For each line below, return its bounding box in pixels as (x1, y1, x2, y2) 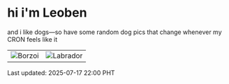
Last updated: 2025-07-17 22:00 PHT (7, 68, 115, 77)
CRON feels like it (7, 35, 58, 43)
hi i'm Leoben (7, 5, 87, 21)
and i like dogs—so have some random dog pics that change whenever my (7, 28, 222, 36)
